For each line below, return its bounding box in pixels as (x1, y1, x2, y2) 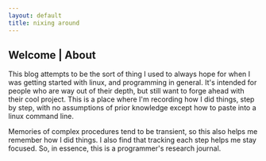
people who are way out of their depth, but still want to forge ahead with (8, 86, 245, 96)
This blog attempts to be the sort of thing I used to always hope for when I (8, 69, 251, 79)
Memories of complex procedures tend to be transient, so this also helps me (8, 127, 258, 136)
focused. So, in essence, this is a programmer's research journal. (8, 144, 222, 153)
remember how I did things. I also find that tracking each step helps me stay (8, 136, 256, 145)
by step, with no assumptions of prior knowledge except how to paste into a (8, 103, 256, 113)
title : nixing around (8, 19, 80, 27)
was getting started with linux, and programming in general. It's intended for (8, 78, 257, 87)
